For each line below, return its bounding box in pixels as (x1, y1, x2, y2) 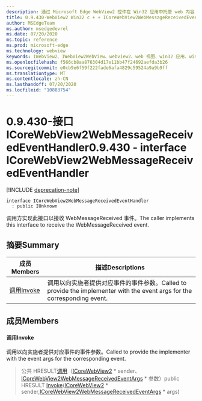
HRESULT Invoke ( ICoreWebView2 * (20, 382, 108, 389)
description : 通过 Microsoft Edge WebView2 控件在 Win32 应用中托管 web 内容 (6, 8, 195, 15)
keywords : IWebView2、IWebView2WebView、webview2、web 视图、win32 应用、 (6, 54, 189, 60)
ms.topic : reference (6, 37, 58, 43)
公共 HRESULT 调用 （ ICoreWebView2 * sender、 (20, 367, 141, 375)
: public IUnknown (11, 203, 58, 209)
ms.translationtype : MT (6, 70, 66, 76)
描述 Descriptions (95, 263, 145, 271)
